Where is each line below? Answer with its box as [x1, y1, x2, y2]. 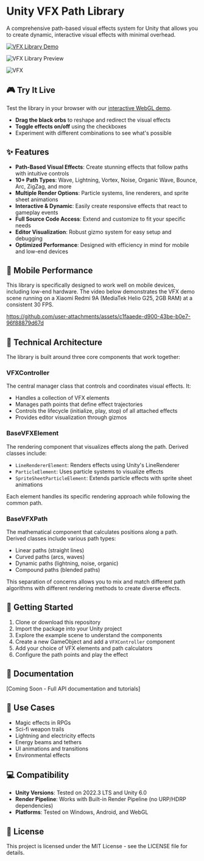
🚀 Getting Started [6, 602, 74, 613]
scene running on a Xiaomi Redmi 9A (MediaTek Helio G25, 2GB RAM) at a [6, 295, 193, 302]
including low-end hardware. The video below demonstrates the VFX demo [6, 288, 195, 295]
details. [6, 849, 25, 857]
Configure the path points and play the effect [15, 651, 128, 658]
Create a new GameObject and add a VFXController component [15, 638, 175, 645]
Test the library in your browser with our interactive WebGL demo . [6, 104, 172, 111]
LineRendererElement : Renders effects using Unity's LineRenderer [15, 461, 180, 468]
